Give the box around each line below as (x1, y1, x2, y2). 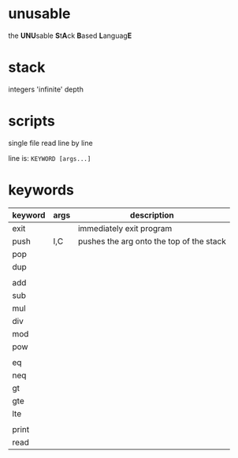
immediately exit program (77, 222, 173, 233)
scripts (8, 112, 55, 130)
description (129, 210, 175, 221)
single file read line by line (8, 138, 93, 147)
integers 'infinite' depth (8, 84, 84, 94)
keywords (8, 181, 75, 199)
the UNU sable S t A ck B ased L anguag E (8, 31, 132, 40)
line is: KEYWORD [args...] (8, 153, 91, 162)
